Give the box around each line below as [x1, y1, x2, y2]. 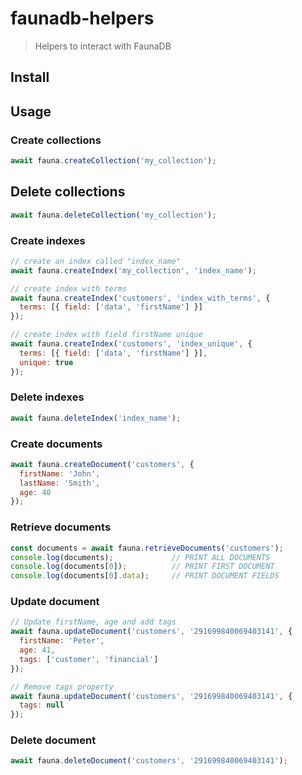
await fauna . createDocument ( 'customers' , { [10, 459, 195, 469]
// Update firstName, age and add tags [10, 617, 177, 627]
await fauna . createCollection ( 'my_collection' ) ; [10, 156, 217, 166]
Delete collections [10, 183, 126, 201]
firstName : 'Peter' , [19, 636, 105, 646]
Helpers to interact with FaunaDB [34, 40, 172, 52]
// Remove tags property [10, 682, 114, 692]
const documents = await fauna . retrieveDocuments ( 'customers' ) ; [10, 543, 284, 553]
